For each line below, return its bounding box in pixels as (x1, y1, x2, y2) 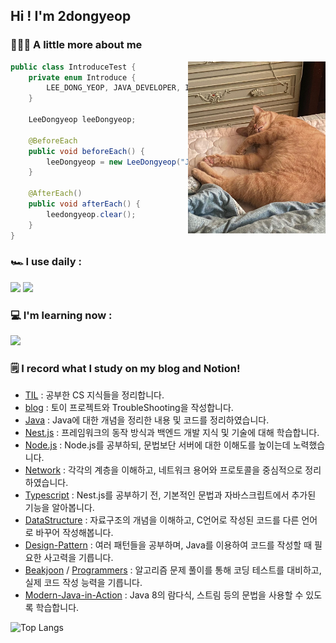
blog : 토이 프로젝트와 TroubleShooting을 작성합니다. (24, 402, 234, 414)
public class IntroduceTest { (10, 62, 137, 72)
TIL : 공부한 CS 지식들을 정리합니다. (24, 389, 165, 401)
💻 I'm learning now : (10, 308, 113, 322)
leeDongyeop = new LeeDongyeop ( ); (46, 157, 217, 167)
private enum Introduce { (28, 72, 137, 83)
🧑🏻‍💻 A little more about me (10, 38, 143, 52)
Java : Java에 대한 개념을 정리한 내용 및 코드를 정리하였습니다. (24, 414, 270, 426)
